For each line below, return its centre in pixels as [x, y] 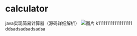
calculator [27, 9]
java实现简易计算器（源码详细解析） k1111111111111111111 [69, 23]
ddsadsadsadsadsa [25, 28]
